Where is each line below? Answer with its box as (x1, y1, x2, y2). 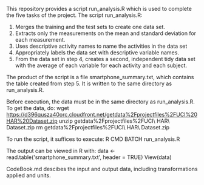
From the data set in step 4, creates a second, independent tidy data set (15, 56, 195, 62)
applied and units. (6, 172, 51, 179)
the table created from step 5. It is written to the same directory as (6, 80, 172, 87)
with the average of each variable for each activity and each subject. (15, 62, 187, 69)
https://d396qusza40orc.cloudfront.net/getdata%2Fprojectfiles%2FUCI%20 (6, 111, 198, 118)
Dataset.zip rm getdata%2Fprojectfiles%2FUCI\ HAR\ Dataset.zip (6, 124, 170, 131)
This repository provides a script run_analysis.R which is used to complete (6, 5, 192, 12)
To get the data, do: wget (6, 105, 69, 111)
